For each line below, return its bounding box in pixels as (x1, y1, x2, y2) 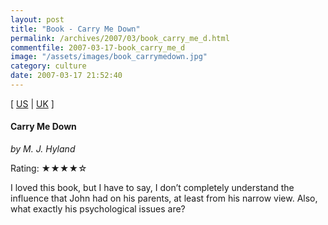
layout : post (10, 14, 65, 25)
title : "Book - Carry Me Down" (10, 24, 141, 34)
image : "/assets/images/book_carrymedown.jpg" (10, 52, 208, 62)
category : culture (10, 61, 87, 71)
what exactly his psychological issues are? (10, 203, 186, 215)
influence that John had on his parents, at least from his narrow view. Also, (10, 192, 318, 205)
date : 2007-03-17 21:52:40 (10, 71, 123, 81)
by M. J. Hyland (10, 143, 76, 155)
